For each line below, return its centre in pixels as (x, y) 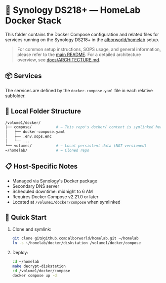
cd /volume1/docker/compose (41, 271)
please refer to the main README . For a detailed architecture (79, 55)
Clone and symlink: (32, 229)
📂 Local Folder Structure (43, 111)
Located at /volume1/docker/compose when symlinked (66, 202)
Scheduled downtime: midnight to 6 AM (52, 191)
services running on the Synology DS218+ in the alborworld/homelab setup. (82, 40)
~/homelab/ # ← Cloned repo (47, 150)
